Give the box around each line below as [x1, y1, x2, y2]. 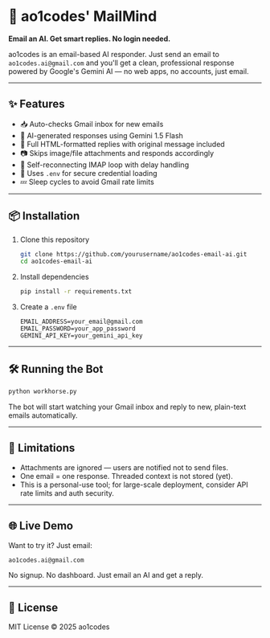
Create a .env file [19, 302, 78, 312]
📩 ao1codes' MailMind [8, 7, 157, 26]
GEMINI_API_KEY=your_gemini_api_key [19, 332, 143, 340]
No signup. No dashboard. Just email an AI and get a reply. [8, 570, 203, 579]
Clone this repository [19, 235, 90, 244]
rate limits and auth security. [19, 488, 115, 497]
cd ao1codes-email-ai [19, 257, 92, 266]
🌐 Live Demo [8, 519, 74, 533]
